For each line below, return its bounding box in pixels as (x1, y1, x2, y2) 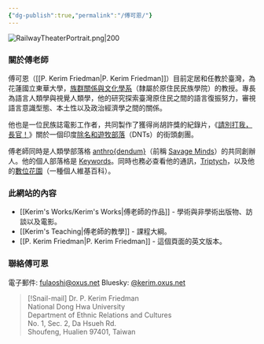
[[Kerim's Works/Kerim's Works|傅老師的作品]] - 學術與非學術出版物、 (19, 207, 246, 216)
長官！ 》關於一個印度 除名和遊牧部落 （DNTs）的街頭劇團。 (8, 129, 199, 139)
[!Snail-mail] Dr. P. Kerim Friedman (27, 293, 139, 303)
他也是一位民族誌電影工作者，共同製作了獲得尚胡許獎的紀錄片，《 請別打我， (8, 120, 253, 129)
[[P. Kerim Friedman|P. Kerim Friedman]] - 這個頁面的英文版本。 (19, 237, 226, 246)
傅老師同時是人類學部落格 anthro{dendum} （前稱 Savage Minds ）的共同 (8, 146, 242, 156)
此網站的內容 (8, 187, 57, 198)
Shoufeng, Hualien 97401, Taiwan (27, 327, 136, 336)
